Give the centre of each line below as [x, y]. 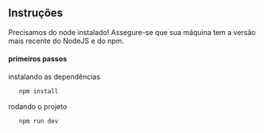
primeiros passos [38, 59]
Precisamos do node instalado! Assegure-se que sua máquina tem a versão [132, 32]
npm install [39, 92]
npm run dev [39, 121]
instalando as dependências [54, 77]
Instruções [36, 13]
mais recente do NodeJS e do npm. [66, 41]
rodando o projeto [38, 106]
